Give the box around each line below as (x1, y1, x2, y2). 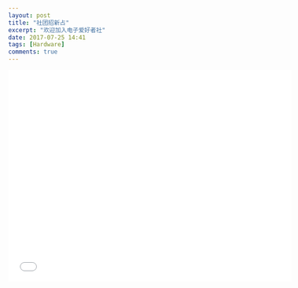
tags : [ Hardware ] (8, 41, 65, 49)
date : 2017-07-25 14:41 (8, 33, 86, 42)
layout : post (8, 11, 51, 20)
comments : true (8, 48, 58, 56)
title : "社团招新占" (8, 19, 69, 27)
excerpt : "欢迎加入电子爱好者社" (8, 26, 106, 34)
